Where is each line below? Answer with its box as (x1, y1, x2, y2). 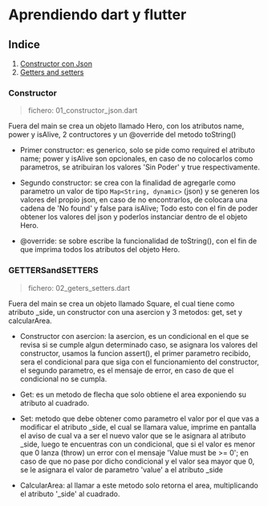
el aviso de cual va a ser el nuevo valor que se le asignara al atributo (19, 431, 246, 440)
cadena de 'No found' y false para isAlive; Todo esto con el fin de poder (19, 203, 258, 214)
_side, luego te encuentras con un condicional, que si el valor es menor (19, 439, 255, 449)
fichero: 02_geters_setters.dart (27, 283, 131, 292)
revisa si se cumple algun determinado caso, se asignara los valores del (19, 340, 258, 349)
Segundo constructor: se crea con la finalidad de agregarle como (19, 178, 236, 188)
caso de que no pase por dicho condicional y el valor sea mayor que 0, (19, 456, 255, 466)
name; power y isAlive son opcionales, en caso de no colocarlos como (19, 154, 254, 164)
